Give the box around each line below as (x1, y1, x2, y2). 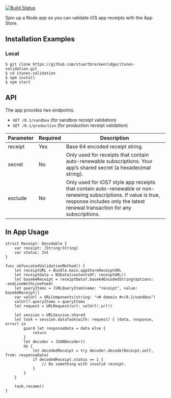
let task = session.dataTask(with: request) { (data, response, (14, 317, 154, 322)
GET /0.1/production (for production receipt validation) (12, 122, 128, 128)
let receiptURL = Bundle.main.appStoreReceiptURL (14, 268, 122, 273)
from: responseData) (5, 353, 49, 358)
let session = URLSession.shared (14, 312, 85, 318)
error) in (5, 322, 26, 327)
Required (38, 134, 61, 141)
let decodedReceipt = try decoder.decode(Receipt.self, (32, 348, 154, 354)
